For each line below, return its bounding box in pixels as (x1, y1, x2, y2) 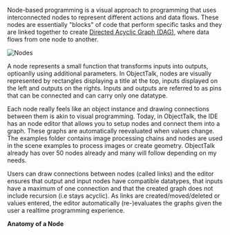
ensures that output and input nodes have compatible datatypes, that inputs (7, 177, 223, 185)
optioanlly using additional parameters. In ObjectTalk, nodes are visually (7, 69, 212, 77)
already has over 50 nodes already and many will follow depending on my (7, 149, 217, 157)
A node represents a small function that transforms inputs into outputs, (7, 62, 209, 70)
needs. (7, 156, 27, 164)
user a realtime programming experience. (7, 207, 126, 214)
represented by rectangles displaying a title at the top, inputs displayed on (7, 77, 218, 85)
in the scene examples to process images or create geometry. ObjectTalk (7, 142, 215, 149)
